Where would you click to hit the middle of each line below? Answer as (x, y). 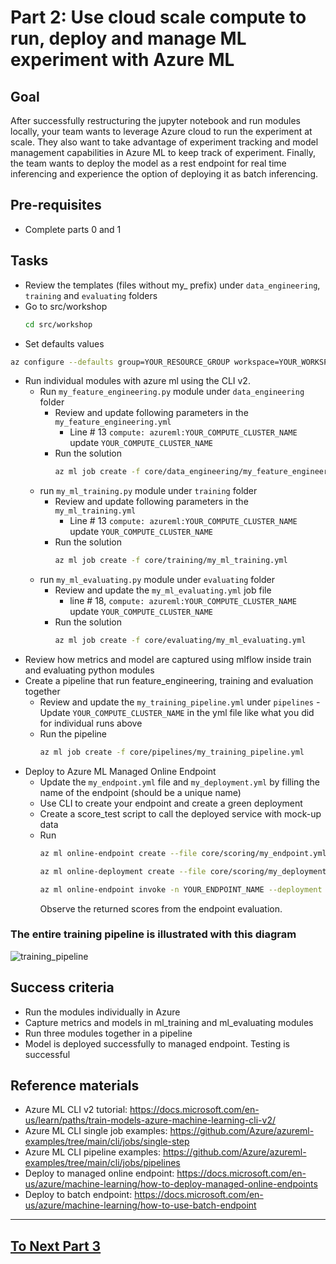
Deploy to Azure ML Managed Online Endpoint (120, 771)
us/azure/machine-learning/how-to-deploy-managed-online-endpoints (171, 1184)
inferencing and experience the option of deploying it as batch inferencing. (164, 174)
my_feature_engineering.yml (113, 422)
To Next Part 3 (56, 1246)
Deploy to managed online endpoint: (99, 1173)
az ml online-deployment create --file (123, 871)
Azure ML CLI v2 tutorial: (76, 1110)
